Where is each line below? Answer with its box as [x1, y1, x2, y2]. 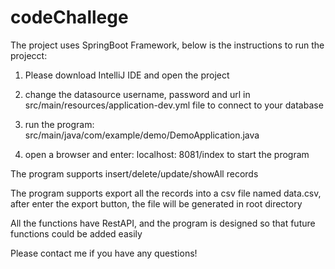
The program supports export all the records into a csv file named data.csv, [10, 187, 322, 199]
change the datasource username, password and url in [24, 88, 251, 100]
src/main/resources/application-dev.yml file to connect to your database [24, 99, 324, 111]
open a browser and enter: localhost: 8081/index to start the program [24, 148, 310, 160]
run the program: [24, 118, 95, 130]
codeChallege [10, 6, 129, 29]
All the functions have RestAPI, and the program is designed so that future [10, 217, 316, 229]
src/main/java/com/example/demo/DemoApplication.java [24, 129, 260, 141]
